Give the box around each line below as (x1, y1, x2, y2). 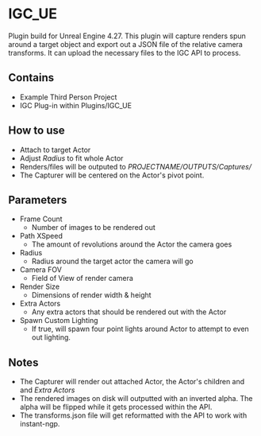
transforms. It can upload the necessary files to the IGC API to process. (8, 48, 241, 57)
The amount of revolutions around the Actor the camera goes (31, 239, 232, 249)
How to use (8, 124, 65, 138)
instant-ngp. (19, 419, 60, 429)
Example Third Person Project (19, 92, 117, 102)
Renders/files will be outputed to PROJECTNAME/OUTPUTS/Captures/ (19, 162, 252, 171)
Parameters (8, 193, 67, 207)
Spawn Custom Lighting (19, 316, 98, 325)
